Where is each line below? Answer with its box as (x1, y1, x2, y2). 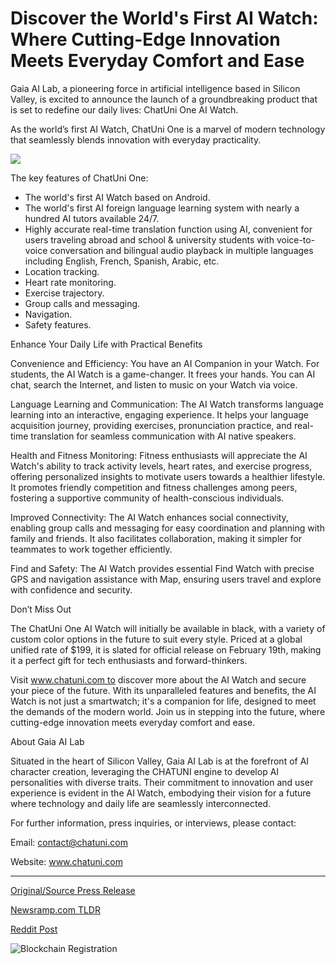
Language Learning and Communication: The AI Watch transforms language (10, 398, 324, 410)
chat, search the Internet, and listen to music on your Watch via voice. (10, 378, 298, 391)
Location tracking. (24, 265, 100, 277)
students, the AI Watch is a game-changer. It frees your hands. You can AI (10, 368, 316, 380)
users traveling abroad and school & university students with (24, 233, 275, 246)
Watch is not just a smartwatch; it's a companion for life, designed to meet (10, 695, 317, 707)
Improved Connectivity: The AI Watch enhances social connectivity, (10, 511, 289, 523)
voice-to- (276, 233, 316, 246)
